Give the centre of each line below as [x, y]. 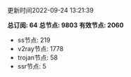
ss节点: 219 [34, 40]
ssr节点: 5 [32, 66]
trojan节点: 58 [38, 57]
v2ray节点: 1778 [40, 49]
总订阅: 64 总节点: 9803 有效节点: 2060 [65, 25]
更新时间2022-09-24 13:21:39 [50, 10]
